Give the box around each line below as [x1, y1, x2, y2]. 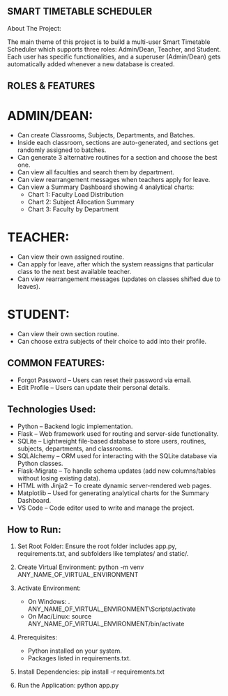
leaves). [17, 282, 40, 291]
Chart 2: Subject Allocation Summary [27, 198, 135, 206]
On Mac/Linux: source [27, 612, 92, 621]
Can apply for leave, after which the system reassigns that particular [17, 260, 214, 268]
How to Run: [7, 524, 61, 536]
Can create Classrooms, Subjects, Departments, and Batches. [17, 131, 195, 139]
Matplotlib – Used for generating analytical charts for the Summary [17, 488, 209, 497]
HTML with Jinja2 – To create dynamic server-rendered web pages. [17, 481, 212, 490]
